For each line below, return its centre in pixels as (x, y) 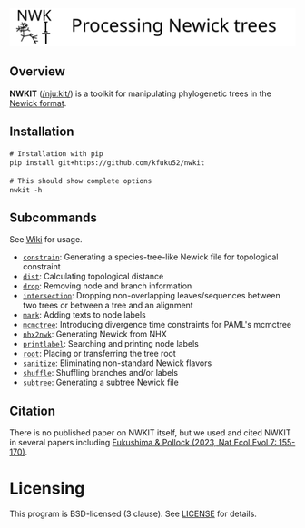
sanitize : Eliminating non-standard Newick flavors (117, 363)
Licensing (47, 489)
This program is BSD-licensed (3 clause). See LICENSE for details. (133, 514)
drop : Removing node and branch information (107, 286)
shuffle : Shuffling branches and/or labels (100, 373)
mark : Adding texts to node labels (84, 315)
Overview (38, 72)
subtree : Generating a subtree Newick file (100, 382)
